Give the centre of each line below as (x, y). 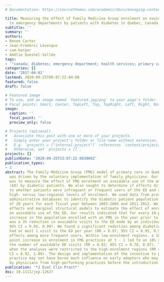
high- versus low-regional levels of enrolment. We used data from (80, 195)
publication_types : (25, 163)
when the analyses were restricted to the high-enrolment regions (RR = (85, 249)
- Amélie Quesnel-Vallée (30, 55)
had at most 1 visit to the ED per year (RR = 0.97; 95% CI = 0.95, (81, 231)
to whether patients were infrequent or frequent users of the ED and (83, 190)
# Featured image (23, 95)
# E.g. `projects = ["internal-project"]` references (63, 145)
